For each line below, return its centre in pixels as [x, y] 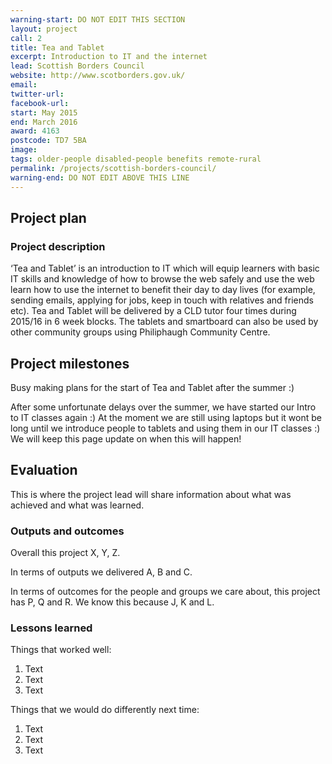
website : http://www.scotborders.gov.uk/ [98, 76]
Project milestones [70, 363]
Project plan [48, 217]
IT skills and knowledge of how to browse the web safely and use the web [162, 279]
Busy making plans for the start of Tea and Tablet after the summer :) [152, 387]
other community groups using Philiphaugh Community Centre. [140, 332]
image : [24, 150]
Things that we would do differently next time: [105, 710]
